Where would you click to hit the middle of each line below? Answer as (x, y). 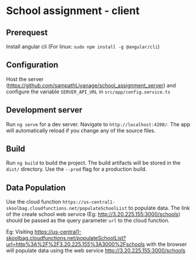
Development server (44, 110)
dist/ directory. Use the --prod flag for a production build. (76, 169)
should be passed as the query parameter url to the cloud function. (88, 221)
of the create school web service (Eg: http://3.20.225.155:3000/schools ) (93, 214)
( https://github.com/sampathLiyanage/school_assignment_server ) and (91, 85)
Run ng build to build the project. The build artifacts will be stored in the (93, 163)
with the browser (167, 244)
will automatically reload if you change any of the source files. (81, 130)
